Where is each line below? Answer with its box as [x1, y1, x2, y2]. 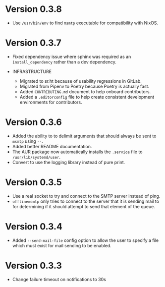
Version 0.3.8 [5, 3, 62, 15]
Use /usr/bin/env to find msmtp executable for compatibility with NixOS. [12, 20, 159, 26]
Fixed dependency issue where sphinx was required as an [12, 54, 131, 59]
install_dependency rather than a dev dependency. [12, 58, 116, 65]
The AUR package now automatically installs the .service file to [12, 149, 143, 155]
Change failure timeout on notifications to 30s [12, 276, 107, 282]
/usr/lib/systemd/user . [12, 154, 61, 160]
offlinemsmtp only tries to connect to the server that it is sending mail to [12, 198, 160, 204]
